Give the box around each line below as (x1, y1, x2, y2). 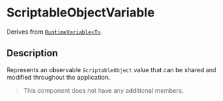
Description (6, 47, 58, 59)
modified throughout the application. (6, 73, 110, 81)
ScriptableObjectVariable (6, 5, 155, 21)
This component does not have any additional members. (23, 86, 184, 94)
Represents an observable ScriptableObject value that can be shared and (6, 65, 217, 74)
